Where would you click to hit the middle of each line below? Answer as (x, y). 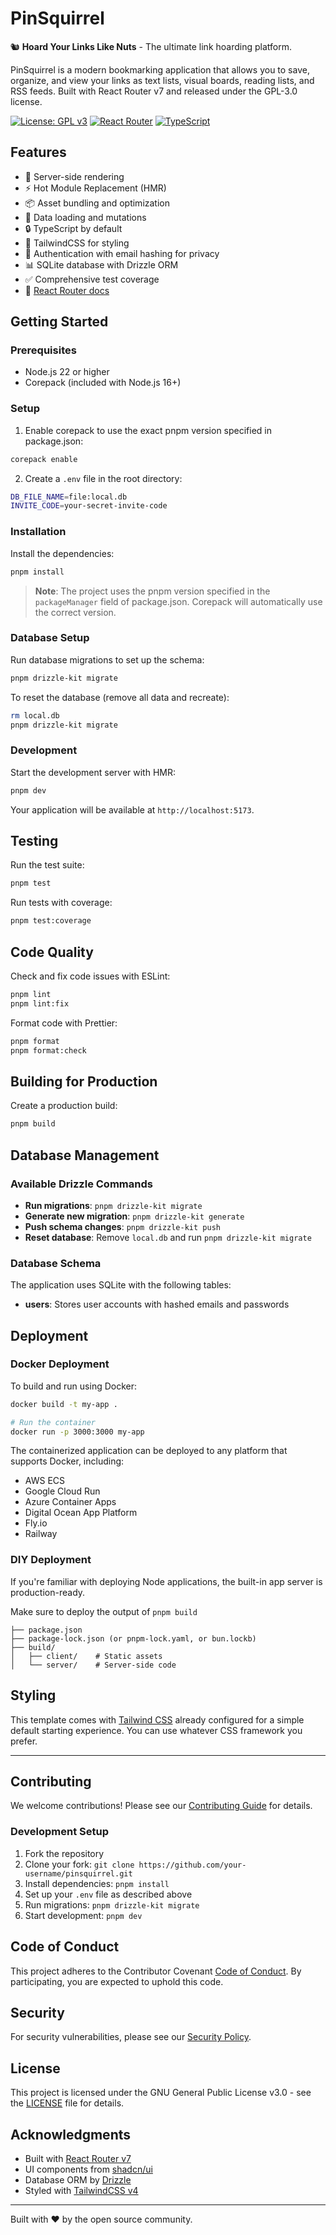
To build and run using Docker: (74, 1386)
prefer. (24, 1741)
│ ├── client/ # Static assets (86, 1656)
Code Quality (52, 952)
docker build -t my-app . (64, 1404)
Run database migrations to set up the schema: (107, 659)
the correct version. (75, 612)
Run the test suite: (47, 865)
